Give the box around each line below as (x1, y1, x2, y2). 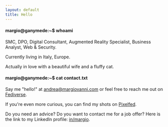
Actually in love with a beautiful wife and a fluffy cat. (5, 63, 115, 69)
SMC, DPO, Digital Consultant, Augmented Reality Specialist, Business (5, 39, 151, 45)
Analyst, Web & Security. (5, 44, 57, 50)
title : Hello (5, 12, 33, 17)
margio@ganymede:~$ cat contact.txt (5, 75, 88, 81)
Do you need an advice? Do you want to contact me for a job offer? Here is (5, 111, 160, 117)
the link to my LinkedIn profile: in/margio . (5, 116, 90, 122)
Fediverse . (5, 91, 27, 97)
